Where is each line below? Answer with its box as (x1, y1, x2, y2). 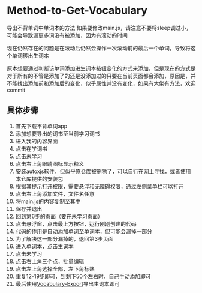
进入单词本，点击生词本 (15, 243, 74, 250)
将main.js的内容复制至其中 (15, 198, 81, 205)
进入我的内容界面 (15, 137, 58, 145)
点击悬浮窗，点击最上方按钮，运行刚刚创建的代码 (15, 220, 137, 227)
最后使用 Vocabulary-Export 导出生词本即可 (15, 280, 120, 287)
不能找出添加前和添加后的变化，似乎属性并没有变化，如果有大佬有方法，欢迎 (7, 79, 196, 87)
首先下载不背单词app (15, 122, 68, 130)
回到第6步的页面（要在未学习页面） (15, 213, 104, 220)
